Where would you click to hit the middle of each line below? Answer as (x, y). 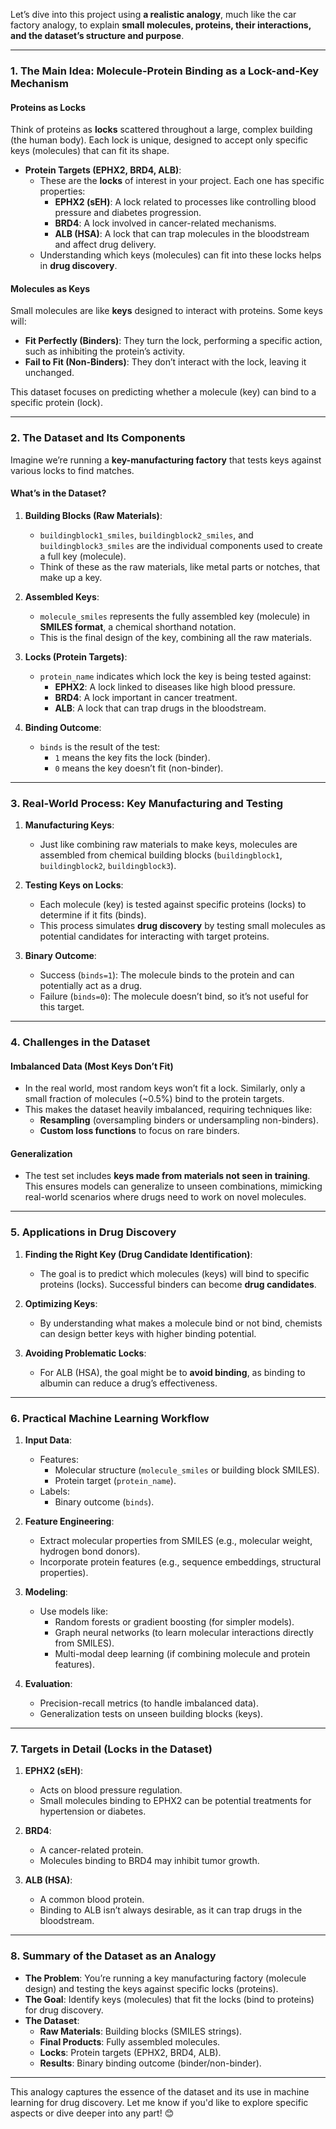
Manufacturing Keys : (69, 825)
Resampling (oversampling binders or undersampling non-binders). (179, 1120)
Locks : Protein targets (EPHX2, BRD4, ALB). (130, 2052)
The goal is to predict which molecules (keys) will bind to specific (174, 1273)
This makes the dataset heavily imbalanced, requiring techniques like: (168, 1110)
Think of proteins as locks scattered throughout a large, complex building (161, 130)
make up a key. (71, 577)
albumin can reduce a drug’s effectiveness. (128, 1383)
